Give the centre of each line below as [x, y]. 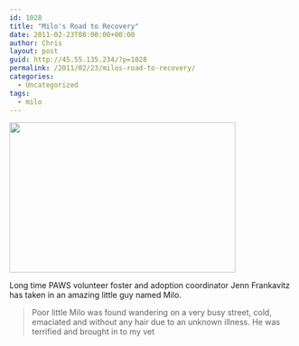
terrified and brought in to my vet [93, 332]
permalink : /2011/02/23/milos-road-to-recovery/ [103, 69]
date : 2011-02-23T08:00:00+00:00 [72, 34]
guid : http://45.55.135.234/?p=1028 [78, 60]
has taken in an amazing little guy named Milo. [96, 295]
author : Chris [36, 43]
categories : [32, 77]
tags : [19, 93]
